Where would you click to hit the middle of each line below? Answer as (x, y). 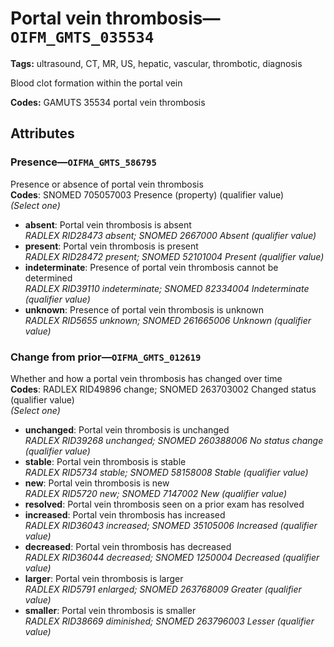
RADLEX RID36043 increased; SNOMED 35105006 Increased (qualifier (171, 525)
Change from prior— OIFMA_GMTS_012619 (106, 357)
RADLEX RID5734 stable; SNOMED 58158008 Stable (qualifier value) (166, 472)
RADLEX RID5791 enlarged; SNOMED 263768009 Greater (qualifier (163, 589)
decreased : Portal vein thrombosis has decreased (128, 546)
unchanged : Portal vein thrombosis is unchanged (127, 429)
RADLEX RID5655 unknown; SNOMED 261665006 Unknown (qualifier (168, 320)
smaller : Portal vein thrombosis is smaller (110, 610)
